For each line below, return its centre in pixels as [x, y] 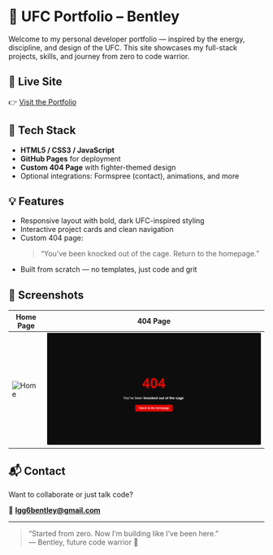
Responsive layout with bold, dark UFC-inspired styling [112, 221]
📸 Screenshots [46, 295]
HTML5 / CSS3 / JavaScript [67, 150]
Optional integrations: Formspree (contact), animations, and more [130, 176]
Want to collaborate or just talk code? [71, 495]
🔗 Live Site [35, 82]
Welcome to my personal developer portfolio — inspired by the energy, [127, 39]
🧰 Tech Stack [42, 130]
